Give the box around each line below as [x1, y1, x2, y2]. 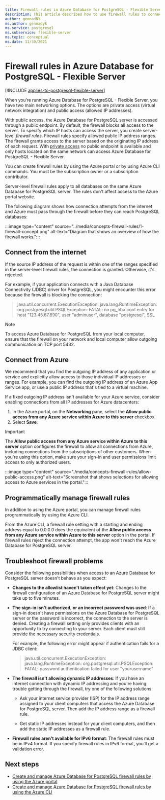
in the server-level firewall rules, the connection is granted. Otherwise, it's [5, 266, 155, 272]
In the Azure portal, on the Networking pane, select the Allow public [12, 409, 152, 415]
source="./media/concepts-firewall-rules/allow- [55, 469, 152, 475]
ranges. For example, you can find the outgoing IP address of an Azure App [5, 379, 158, 385]
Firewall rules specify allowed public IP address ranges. [44, 133, 157, 139]
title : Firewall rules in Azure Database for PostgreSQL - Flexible [5, 7, 148, 12]
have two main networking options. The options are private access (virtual [5, 102, 156, 108]
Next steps [5, 760, 39, 768]
